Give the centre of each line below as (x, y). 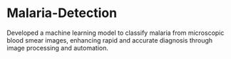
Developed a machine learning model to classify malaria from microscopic (115, 33)
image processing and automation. (57, 48)
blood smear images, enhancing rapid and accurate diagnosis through (110, 40)
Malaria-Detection (62, 13)
